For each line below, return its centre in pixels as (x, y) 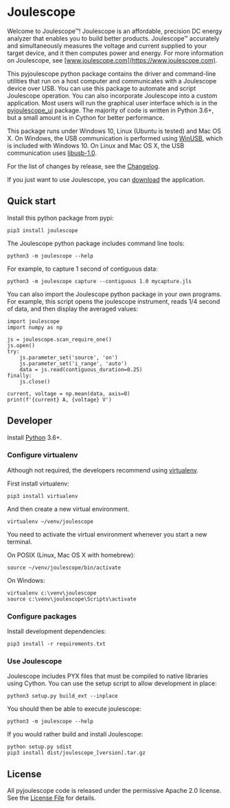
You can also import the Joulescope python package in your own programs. (114, 294)
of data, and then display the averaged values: (73, 309)
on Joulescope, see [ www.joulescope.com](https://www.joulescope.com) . (112, 60)
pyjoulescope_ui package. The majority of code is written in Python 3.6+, (111, 110)
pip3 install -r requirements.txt (57, 644)
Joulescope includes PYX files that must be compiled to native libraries (107, 676)
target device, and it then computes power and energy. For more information (115, 53)
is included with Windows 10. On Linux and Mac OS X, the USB (96, 145)
